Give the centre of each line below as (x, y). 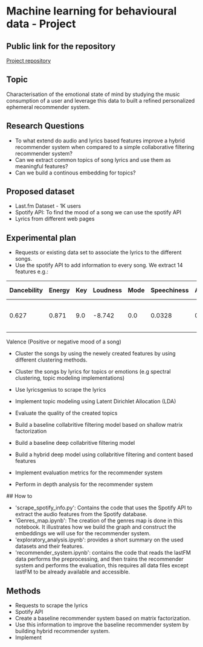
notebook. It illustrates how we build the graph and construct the (95, 527)
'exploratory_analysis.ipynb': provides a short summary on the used (99, 540)
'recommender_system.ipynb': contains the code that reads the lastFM (103, 553)
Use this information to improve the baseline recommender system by (102, 625)
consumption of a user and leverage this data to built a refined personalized (101, 100)
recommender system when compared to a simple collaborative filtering (105, 147)
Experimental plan (41, 237)
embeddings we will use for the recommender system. (83, 534)
